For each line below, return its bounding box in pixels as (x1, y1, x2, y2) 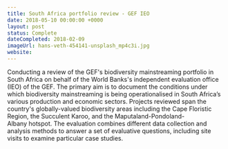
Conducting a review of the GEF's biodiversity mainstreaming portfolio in (7, 67, 214, 76)
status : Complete (7, 29, 57, 37)
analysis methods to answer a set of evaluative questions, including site (7, 126, 211, 135)
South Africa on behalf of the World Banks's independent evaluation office (7, 75, 219, 83)
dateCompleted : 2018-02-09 (7, 36, 85, 43)
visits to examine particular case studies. (7, 134, 124, 142)
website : (7, 49, 32, 56)
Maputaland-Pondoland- (115, 112, 185, 120)
